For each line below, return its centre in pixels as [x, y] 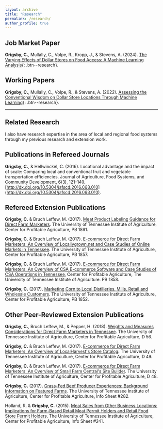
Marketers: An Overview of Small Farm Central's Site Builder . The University [81, 371]
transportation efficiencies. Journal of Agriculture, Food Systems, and [75, 176]
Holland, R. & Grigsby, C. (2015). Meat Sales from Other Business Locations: [81, 406]
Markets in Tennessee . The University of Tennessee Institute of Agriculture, [81, 250]
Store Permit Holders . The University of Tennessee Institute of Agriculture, [79, 416]
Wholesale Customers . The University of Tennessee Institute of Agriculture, [81, 294]
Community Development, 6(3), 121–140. [45, 182]
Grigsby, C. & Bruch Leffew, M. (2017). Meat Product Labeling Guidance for [80, 219]
